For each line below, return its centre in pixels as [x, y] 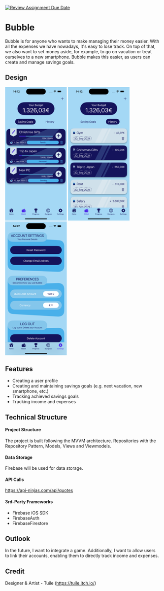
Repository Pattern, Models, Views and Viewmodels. [58, 446]
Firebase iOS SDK [30, 513]
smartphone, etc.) [30, 391]
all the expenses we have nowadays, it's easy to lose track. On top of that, [81, 46]
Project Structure [23, 430]
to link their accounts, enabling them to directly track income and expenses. [82, 556]
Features [19, 369]
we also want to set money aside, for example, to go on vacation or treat [78, 51]
